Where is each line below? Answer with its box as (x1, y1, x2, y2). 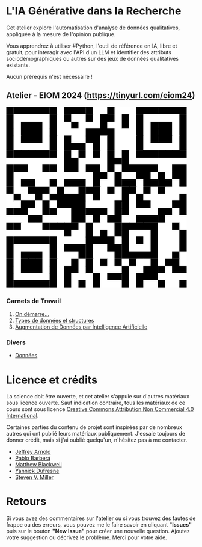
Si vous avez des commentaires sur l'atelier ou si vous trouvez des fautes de (6, 515, 196, 522)
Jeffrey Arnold (14, 448, 51, 456)
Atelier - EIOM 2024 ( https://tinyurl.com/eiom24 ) (6, 90, 195, 100)
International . (6, 412, 39, 419)
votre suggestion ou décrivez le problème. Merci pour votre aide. (6, 534, 167, 541)
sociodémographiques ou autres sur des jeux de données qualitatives (6, 55, 179, 62)
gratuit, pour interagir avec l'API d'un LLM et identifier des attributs (6, 48, 171, 55)
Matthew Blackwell (14, 461, 62, 468)
